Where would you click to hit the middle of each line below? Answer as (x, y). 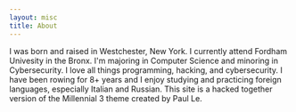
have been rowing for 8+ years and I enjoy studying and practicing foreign (146, 79)
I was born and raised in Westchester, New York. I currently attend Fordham (148, 51)
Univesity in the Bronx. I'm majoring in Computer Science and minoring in (144, 60)
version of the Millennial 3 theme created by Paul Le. (106, 98)
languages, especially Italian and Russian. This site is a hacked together (141, 89)
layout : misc (33, 17)
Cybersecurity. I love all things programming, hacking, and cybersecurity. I (146, 70)
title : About (33, 26)
